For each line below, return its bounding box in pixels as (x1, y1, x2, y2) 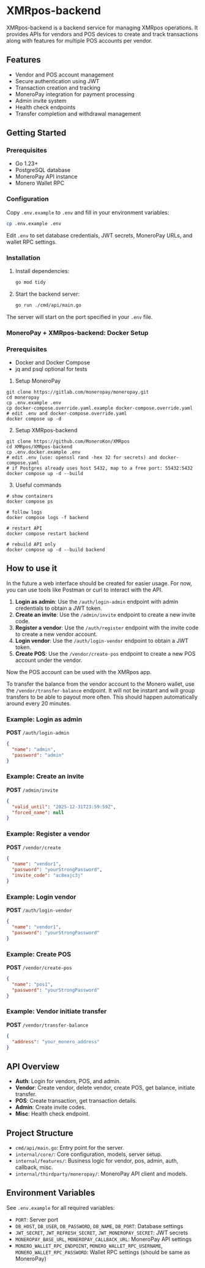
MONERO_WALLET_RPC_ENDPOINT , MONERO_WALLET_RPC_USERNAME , (15, 1242, 163, 1249)
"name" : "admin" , (12, 746, 56, 752)
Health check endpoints (15, 103, 76, 111)
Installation (6, 253, 41, 262)
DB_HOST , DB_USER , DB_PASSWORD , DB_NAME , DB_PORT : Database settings (15, 1222, 184, 1229)
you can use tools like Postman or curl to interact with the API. (6, 586, 163, 593)
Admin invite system (15, 97, 67, 104)
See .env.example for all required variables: (6, 1204, 115, 1211)
